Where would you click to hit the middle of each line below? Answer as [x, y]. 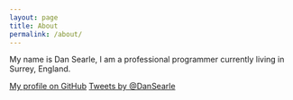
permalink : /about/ [46, 34]
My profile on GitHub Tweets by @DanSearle [92, 87]
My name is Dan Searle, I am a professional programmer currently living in [147, 60]
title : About [34, 26]
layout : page [34, 17]
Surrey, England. [40, 69]
